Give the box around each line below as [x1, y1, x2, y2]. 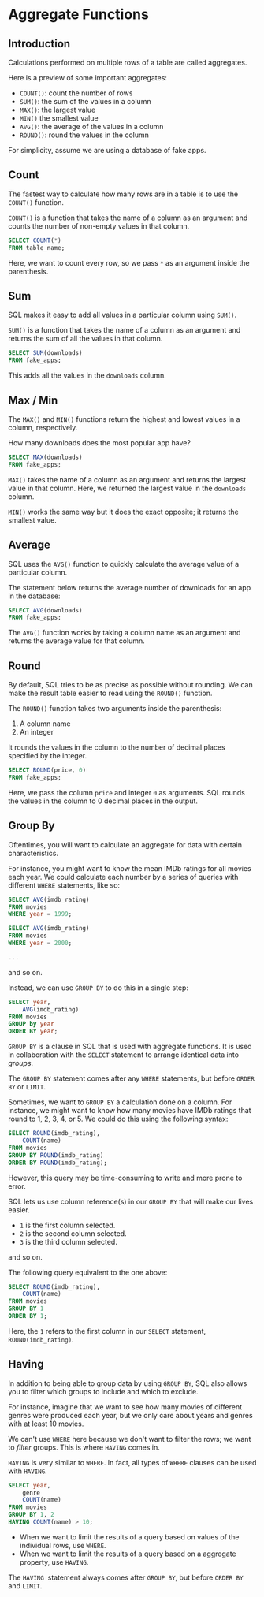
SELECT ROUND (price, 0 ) [8, 766, 87, 774]
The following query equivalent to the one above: [8, 1268, 168, 1277]
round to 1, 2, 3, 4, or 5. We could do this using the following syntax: [8, 1114, 229, 1124]
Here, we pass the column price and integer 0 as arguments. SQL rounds [8, 787, 246, 797]
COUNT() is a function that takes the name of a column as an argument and [8, 213, 248, 222]
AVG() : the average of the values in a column [19, 122, 164, 131]
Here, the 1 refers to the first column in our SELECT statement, [8, 1326, 206, 1335]
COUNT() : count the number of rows [19, 88, 133, 98]
